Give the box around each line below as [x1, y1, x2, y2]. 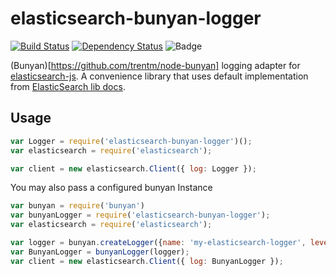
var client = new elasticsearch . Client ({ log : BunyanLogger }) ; [10, 256, 284, 266]
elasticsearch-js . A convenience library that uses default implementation [10, 70, 309, 82]
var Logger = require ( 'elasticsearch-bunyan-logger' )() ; [10, 136, 253, 146]
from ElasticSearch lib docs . [10, 80, 126, 92]
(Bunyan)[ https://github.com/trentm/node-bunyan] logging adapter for [10, 59, 301, 71]
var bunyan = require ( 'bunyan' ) [10, 201, 145, 211]
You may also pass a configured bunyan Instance [10, 182, 213, 194]
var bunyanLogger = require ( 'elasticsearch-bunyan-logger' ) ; [10, 210, 271, 221]
